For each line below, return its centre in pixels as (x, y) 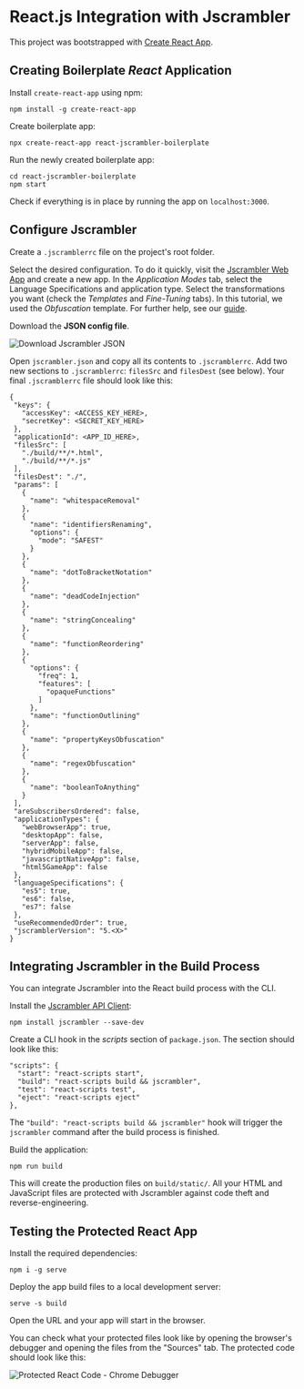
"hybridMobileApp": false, (73, 851)
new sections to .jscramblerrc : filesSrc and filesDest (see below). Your (147, 370)
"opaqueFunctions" (81, 692)
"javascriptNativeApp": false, (81, 859)
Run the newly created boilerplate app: (82, 159)
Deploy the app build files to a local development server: (115, 1287)
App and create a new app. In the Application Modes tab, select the (136, 279)
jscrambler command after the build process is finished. (115, 1132)
